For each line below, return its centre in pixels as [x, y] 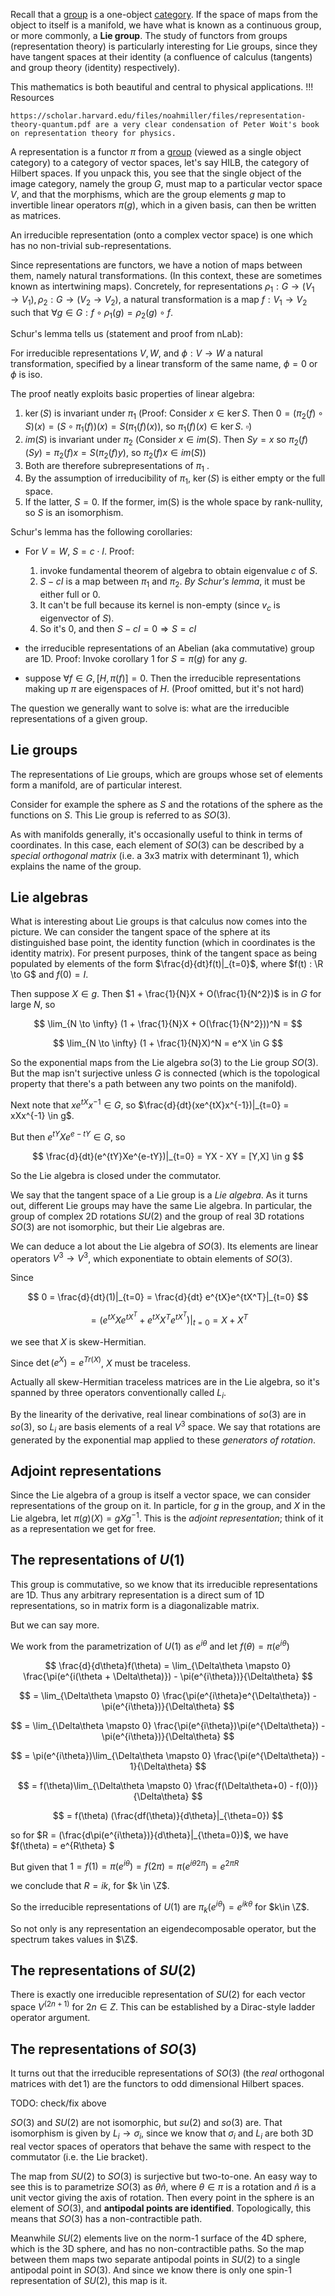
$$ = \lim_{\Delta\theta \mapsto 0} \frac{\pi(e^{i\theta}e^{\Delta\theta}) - [168, 1695]
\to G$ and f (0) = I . [49, 975]
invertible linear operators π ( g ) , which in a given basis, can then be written [163, 205]
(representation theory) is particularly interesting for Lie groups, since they [164, 46]
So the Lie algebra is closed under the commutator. [116, 1175]
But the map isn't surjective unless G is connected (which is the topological [165, 1073]
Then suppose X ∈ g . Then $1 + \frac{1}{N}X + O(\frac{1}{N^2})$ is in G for [166, 994]
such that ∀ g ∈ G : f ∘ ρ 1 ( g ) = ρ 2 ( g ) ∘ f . [91, 313]
